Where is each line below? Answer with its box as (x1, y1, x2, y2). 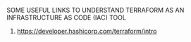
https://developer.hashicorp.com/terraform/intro (16, 27, 157, 35)
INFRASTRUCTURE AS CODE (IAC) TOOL (6, 13, 126, 22)
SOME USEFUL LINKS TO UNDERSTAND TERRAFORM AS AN (6, 6, 185, 14)
